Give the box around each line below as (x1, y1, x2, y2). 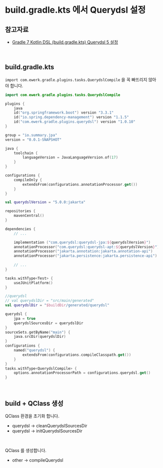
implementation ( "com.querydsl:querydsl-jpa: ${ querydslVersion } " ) (14, 240, 151, 245)
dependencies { (5, 226, 36, 232)
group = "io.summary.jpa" (5, 133, 57, 137)
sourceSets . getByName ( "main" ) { (5, 330, 70, 334)
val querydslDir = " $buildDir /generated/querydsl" (5, 303, 110, 308)
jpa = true (14, 316, 36, 321)
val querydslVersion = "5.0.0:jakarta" (5, 200, 86, 205)
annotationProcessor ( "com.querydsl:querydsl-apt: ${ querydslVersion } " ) (14, 244, 160, 249)
